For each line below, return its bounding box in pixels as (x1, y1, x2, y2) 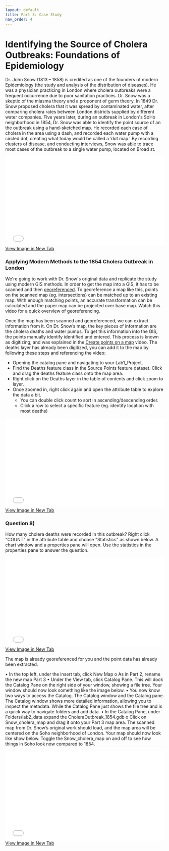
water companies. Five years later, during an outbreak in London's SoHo (5, 114, 155, 120)
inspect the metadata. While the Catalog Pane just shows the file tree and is (5, 703, 162, 709)
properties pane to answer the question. (5, 547, 89, 553)
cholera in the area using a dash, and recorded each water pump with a (5, 130, 154, 136)
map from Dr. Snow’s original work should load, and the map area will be (5, 725, 156, 731)
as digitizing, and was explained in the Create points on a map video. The (5, 339, 157, 346)
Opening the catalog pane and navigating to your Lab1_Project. (12, 360, 143, 366)
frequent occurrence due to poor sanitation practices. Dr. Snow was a (5, 93, 150, 99)
